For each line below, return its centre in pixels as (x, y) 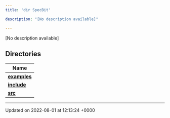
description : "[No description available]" (52, 19)
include (17, 85)
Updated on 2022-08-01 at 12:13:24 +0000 (50, 110)
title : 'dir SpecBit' (28, 10)
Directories (23, 54)
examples (20, 76)
